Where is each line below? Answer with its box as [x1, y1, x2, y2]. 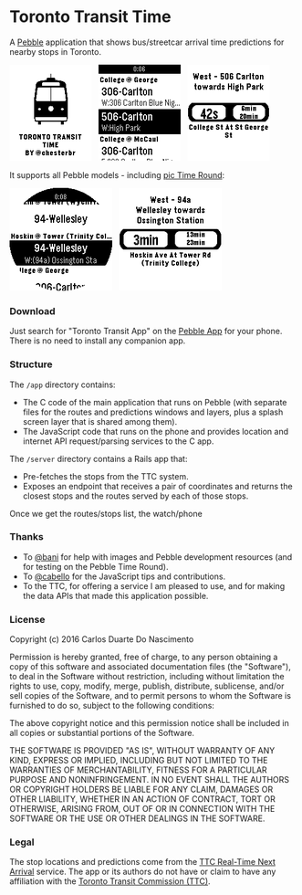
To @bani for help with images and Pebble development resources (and [22, 551, 293, 563]
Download [9, 304, 57, 317]
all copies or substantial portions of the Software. [9, 728, 194, 739]
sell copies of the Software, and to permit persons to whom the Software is [9, 690, 292, 701]
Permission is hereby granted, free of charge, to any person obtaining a [9, 651, 278, 663]
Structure [9, 358, 53, 371]
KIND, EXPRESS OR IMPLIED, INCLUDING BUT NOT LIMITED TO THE [9, 755, 268, 766]
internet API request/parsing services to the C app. [22, 436, 214, 447]
